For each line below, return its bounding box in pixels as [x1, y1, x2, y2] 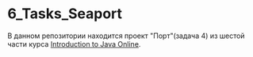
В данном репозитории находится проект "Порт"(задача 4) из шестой [7, 31, 245, 40]
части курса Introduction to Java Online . [7, 39, 141, 48]
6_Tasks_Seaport [7, 5, 123, 23]
